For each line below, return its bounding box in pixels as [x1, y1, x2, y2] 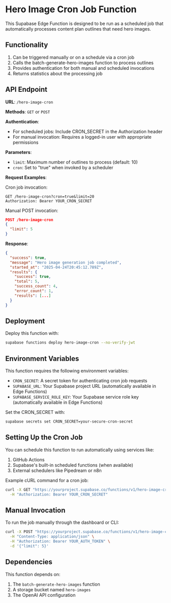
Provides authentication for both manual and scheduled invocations [12, 65, 155, 71]
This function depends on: [5, 571, 61, 577]
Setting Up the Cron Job [5, 433, 83, 442]
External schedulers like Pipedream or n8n [12, 467, 102, 474]
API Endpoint [5, 85, 47, 94]
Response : [5, 241, 28, 247]
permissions [12, 139, 39, 145]
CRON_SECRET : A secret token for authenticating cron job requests [12, 378, 148, 384]
